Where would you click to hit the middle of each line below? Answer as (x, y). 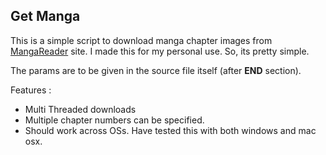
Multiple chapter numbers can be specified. (114, 120)
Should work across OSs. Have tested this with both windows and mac (170, 130)
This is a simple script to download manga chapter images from (141, 40)
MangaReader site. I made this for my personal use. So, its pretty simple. (160, 51)
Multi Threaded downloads (80, 109)
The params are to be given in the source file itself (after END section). (156, 70)
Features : (31, 90)
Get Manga (45, 16)
